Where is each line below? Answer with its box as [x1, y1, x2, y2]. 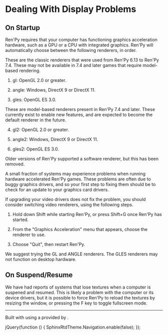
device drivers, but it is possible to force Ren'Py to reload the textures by [5, 294, 155, 300]
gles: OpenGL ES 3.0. [12, 96, 56, 102]
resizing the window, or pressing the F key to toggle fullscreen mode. [5, 300, 147, 306]
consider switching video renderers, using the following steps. [5, 201, 133, 207]
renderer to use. [12, 231, 46, 237]
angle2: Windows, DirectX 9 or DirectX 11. [12, 136, 98, 142]
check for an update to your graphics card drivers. [5, 186, 109, 192]
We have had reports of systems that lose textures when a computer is [5, 284, 151, 290]
